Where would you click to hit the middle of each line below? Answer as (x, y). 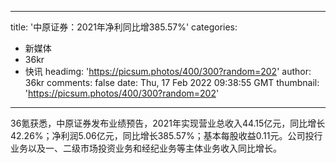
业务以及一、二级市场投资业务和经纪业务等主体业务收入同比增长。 (146, 148)
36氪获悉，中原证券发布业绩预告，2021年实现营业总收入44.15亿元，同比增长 (168, 123)
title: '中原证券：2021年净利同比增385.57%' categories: (124, 27)
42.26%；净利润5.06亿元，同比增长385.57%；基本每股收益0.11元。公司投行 (166, 135)
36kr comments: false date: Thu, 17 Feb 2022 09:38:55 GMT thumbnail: (172, 82)
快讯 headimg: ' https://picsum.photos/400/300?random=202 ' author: (168, 71)
